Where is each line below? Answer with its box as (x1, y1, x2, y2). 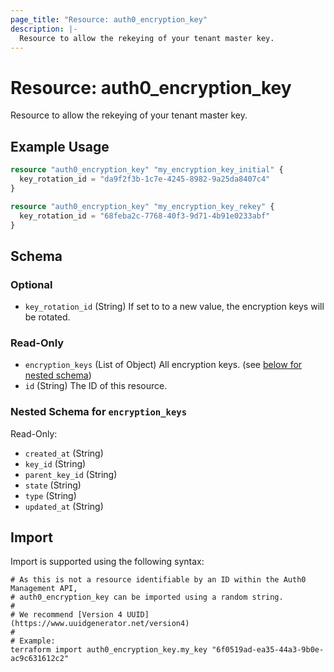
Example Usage (10, 138, 110, 155)
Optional (10, 277, 53, 291)
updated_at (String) (24, 500, 104, 512)
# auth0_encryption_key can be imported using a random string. (10, 592, 284, 603)
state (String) (24, 479, 82, 491)
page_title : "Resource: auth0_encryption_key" (10, 14, 208, 25)
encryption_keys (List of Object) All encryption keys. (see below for (24, 359, 303, 371)
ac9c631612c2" (10, 654, 70, 664)
